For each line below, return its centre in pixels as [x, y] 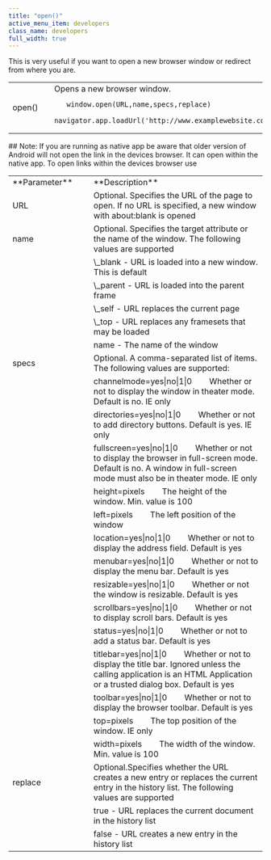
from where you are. [42, 70]
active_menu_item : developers [59, 23]
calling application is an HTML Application [173, 674]
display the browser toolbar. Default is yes [173, 708]
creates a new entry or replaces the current [175, 778]
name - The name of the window [156, 345]
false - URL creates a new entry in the [165, 834]
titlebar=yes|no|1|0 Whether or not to [172, 654]
